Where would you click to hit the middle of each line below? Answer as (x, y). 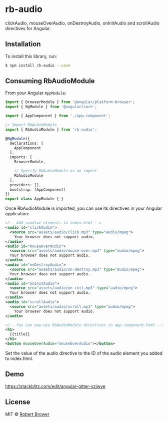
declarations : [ (26, 143)
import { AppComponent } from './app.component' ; (58, 116)
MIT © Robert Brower (27, 414)
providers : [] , (25, 185)
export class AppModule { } (34, 199)
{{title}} (20, 334)
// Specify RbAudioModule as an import (56, 171)
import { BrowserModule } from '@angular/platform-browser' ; (70, 102)
